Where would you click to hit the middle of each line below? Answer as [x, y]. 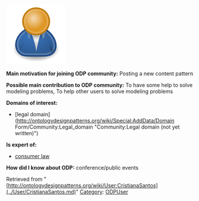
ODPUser [117, 192]
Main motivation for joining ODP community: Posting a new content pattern [100, 74]
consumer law [32, 156]
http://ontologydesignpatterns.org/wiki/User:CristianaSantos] [83, 185]
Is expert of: [21, 145]
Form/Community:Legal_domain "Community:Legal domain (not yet [97, 127]
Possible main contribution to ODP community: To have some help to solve [99, 85]
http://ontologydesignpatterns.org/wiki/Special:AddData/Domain [96, 121]
